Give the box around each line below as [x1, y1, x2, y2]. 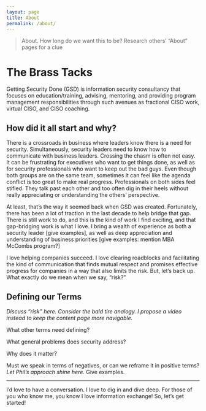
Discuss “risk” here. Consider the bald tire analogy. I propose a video [6, 307, 182, 315]
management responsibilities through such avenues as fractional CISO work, [6, 99, 200, 106]
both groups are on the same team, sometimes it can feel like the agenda [6, 172, 191, 179]
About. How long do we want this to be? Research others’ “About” [21, 37, 188, 45]
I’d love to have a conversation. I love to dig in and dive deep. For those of [6, 386, 193, 393]
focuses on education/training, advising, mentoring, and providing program [6, 92, 196, 99]
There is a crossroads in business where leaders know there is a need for [6, 139, 192, 147]
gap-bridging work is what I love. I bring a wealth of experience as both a [6, 223, 191, 230]
